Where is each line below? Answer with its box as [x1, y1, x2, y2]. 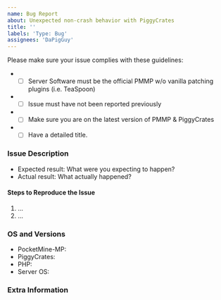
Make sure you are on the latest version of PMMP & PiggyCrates [27, 115, 215, 124]
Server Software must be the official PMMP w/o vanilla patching [27, 77, 214, 85]
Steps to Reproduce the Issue [7, 188, 96, 197]
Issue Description [7, 149, 69, 158]
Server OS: [17, 268, 50, 276]
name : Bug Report [7, 10, 58, 18]
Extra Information [7, 285, 69, 295]
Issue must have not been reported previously [27, 100, 162, 108]
